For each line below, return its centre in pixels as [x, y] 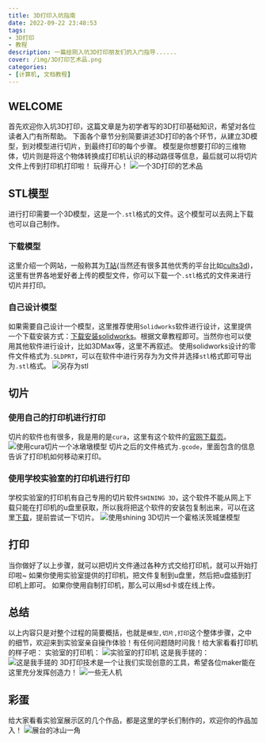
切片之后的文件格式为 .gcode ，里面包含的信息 [182, 446]
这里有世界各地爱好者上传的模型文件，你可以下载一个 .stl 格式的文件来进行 [130, 275]
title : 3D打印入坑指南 [42, 15]
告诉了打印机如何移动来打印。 [57, 456]
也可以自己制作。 [36, 224]
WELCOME [36, 107]
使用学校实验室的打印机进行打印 [69, 478]
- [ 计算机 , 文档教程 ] [40, 74]
